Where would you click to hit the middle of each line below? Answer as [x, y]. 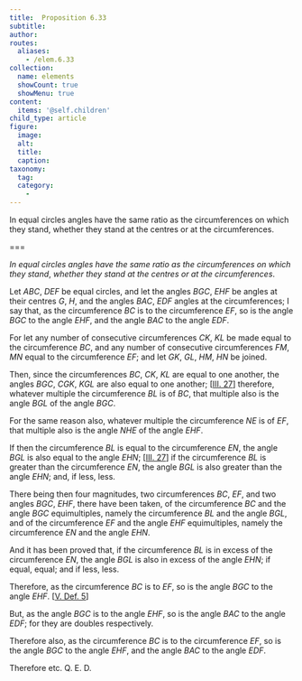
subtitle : [28, 26]
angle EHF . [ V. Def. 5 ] [49, 596]
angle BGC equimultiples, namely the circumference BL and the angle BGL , [148, 513]
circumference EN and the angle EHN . [80, 532]
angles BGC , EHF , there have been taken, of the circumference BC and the [148, 504]
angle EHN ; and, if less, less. [62, 476]
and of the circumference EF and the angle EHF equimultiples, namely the [146, 523]
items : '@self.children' [64, 110]
